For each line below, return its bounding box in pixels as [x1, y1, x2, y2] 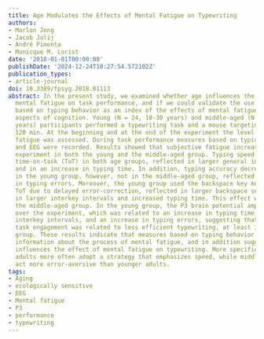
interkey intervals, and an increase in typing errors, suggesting [15, 216, 241, 224]
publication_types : [8, 70, 72, 78]
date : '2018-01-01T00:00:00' [8, 56, 104, 64]
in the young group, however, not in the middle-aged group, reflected [15, 172, 255, 181]
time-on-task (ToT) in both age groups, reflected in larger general [15, 158, 247, 166]
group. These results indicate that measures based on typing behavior [15, 231, 255, 239]
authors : [8, 19, 37, 27]
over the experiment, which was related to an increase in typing [15, 209, 237, 217]
